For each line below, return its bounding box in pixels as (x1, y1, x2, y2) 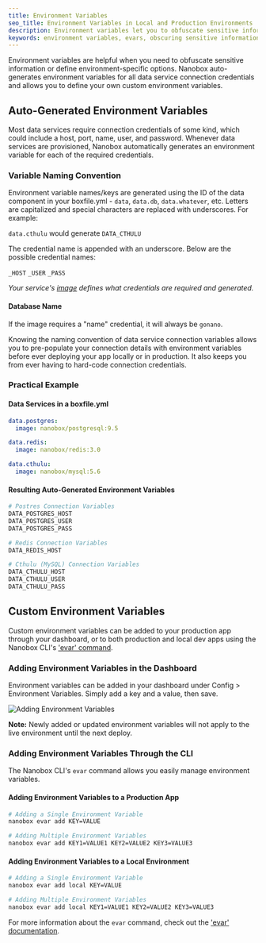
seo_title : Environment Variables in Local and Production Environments (8, 19, 253, 27)
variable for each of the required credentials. (8, 150, 154, 160)
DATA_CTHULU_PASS (8, 583, 66, 591)
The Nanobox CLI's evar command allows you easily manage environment (8, 766, 250, 776)
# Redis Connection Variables (8, 539, 108, 547)
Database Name (8, 301, 63, 310)
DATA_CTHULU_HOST (8, 568, 66, 576)
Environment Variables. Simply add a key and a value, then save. (8, 689, 218, 699)
